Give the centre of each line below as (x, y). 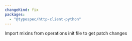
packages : (15, 14)
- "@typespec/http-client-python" (45, 19)
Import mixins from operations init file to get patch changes (66, 33)
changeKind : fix (22, 10)
